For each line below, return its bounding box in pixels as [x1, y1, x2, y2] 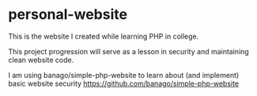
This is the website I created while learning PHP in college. [8, 31, 199, 41]
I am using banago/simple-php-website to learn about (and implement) [8, 70, 240, 79]
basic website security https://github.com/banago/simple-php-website [8, 79, 240, 88]
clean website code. [8, 55, 74, 65]
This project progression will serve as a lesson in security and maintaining [8, 46, 249, 56]
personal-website [8, 6, 128, 24]
